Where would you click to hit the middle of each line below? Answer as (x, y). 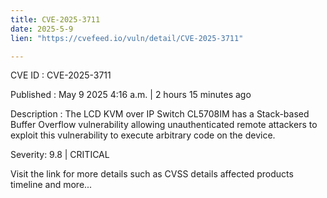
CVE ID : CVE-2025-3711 (61, 75)
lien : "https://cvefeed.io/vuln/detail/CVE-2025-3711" (127, 38)
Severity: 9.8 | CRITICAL (60, 155)
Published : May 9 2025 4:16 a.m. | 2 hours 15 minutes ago (131, 95)
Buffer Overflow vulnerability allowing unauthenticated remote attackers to (164, 125)
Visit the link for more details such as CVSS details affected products (152, 174)
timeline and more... (51, 185)
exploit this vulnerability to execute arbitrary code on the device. (143, 135)
